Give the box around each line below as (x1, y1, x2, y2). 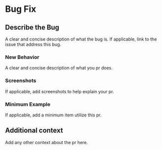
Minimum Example (5, 101, 51, 108)
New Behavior (5, 53, 39, 60)
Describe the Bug (5, 23, 60, 32)
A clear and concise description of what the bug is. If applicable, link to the (5, 36, 157, 42)
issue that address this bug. (5, 41, 62, 47)
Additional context (5, 126, 63, 135)
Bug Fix (5, 3, 36, 15)
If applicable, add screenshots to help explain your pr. (5, 88, 114, 94)
